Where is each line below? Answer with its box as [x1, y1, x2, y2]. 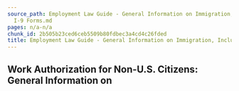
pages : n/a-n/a [7, 23, 53, 31]
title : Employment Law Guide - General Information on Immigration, [7, 37, 215, 44]
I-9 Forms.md [14, 17, 53, 24]
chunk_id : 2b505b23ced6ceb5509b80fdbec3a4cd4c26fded [7, 30, 167, 38]
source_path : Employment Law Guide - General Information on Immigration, [7, 10, 234, 18]
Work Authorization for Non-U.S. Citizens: [7, 63, 198, 75]
